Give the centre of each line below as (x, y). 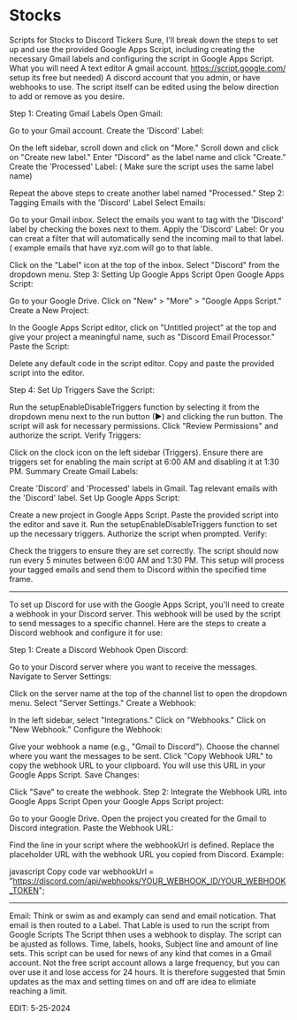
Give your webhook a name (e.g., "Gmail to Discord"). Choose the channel (145, 746)
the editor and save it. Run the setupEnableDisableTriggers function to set (143, 524)
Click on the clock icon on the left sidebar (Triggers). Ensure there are (136, 452)
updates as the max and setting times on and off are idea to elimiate (133, 981)
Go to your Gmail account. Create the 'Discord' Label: (107, 130)
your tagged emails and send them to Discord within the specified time (138, 569)
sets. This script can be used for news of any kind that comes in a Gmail (141, 953)
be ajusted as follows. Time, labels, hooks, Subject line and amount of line (144, 944)
